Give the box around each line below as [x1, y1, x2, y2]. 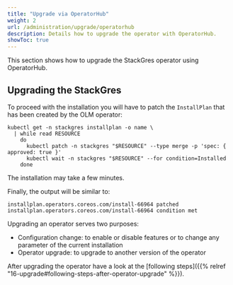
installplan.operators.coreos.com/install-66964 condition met [7, 207, 198, 214]
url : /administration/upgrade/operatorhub [7, 23, 135, 30]
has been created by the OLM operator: [7, 110, 123, 119]
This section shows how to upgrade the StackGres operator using [7, 56, 199, 64]
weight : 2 [7, 17, 37, 24]
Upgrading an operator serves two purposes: [7, 219, 140, 228]
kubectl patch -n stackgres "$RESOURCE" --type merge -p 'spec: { [25, 142, 227, 149]
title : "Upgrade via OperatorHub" [7, 10, 110, 18]
